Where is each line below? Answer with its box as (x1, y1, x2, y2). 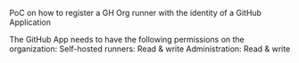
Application (9, 17, 52, 28)
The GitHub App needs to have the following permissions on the (9, 35, 245, 44)
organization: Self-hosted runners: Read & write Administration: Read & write (9, 43, 291, 54)
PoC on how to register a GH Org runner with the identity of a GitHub (9, 8, 262, 18)
